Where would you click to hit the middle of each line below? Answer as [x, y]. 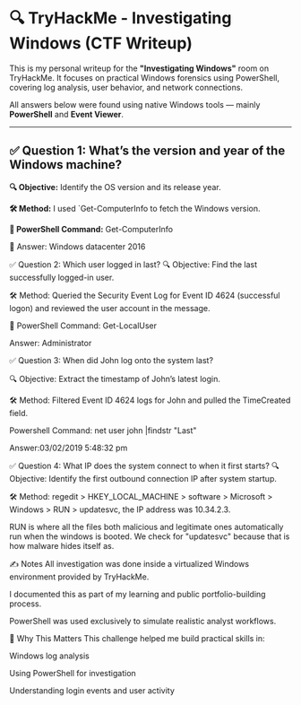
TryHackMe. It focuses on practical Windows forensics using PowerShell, [145, 77]
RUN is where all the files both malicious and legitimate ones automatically [146, 527]
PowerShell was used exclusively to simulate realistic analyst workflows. [143, 621]
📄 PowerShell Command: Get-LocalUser [83, 326]
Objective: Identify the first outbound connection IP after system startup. [143, 478]
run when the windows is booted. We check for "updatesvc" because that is [150, 536]
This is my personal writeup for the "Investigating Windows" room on [139, 68]
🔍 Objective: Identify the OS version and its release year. [115, 187]
